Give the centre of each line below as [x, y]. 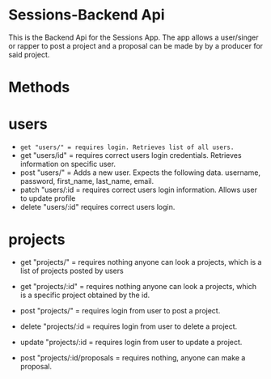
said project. [29, 54]
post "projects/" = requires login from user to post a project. [120, 311]
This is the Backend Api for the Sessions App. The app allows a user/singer [133, 37]
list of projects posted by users [72, 270]
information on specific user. [68, 164]
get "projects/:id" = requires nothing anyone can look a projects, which [138, 286]
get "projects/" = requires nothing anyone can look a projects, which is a [141, 262]
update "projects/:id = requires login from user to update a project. [131, 342]
